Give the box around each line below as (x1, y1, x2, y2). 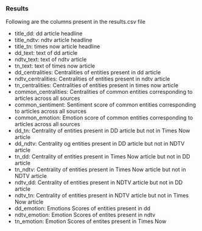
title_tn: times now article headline (14, 43, 100, 50)
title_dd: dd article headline (14, 30, 83, 37)
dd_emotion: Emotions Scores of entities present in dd (14, 205, 150, 212)
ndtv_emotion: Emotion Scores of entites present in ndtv (14, 211, 156, 219)
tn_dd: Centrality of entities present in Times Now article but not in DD (14, 153, 190, 160)
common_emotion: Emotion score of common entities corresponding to (14, 114, 193, 121)
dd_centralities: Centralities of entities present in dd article (14, 69, 161, 76)
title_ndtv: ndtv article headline (14, 37, 92, 44)
